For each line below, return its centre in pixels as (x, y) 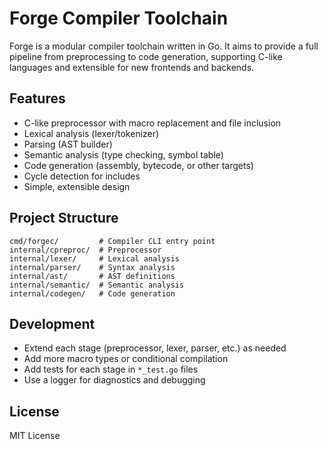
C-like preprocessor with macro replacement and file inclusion (152, 123)
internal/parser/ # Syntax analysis (92, 267)
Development (52, 323)
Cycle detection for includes (82, 176)
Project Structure (64, 218)
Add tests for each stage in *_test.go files (111, 369)
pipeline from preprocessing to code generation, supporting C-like (146, 56)
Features (37, 98)
